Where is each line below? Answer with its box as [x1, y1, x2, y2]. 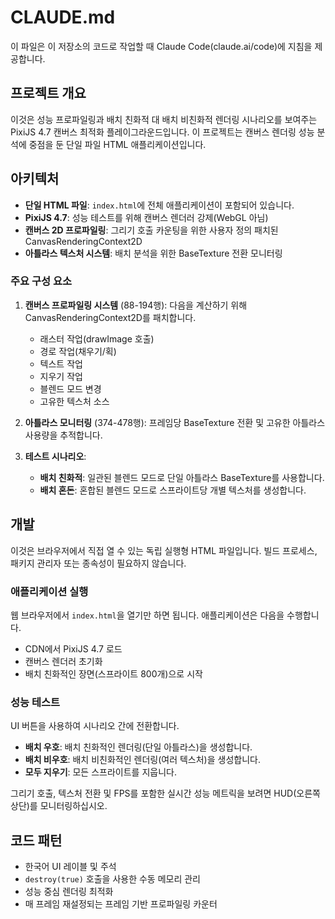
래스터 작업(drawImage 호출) [39, 332, 155, 345]
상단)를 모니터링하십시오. [10, 800, 108, 812]
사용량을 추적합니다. [24, 429, 103, 441]
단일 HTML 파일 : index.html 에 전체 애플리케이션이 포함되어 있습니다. [24, 199, 295, 211]
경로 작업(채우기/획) [39, 345, 117, 357]
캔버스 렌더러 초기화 [24, 655, 103, 667]
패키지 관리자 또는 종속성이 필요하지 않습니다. [10, 557, 187, 569]
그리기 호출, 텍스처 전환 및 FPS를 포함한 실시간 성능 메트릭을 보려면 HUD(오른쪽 [10, 787, 321, 800]
